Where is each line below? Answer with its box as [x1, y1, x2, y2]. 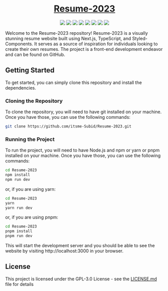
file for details [5, 281, 34, 287]
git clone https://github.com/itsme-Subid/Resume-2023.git [5, 124, 132, 129]
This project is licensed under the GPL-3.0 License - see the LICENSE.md [5, 275, 157, 282]
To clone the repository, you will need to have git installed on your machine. [5, 109, 162, 115]
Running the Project [5, 135, 55, 142]
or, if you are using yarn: [5, 186, 56, 192]
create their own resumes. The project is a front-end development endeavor [5, 46, 163, 52]
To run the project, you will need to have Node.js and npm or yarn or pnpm [5, 147, 160, 154]
